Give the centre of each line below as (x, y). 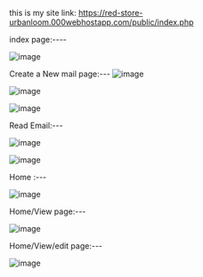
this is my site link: (43, 13)
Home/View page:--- (48, 211)
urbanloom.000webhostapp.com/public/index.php (101, 22)
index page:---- (38, 40)
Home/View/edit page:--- (56, 246)
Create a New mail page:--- (60, 74)
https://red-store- (111, 13)
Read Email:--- (37, 125)
